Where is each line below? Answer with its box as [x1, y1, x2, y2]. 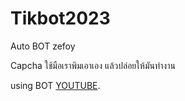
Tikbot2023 [10, 7, 111, 30]
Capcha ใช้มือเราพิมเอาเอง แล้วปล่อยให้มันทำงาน [10, 59, 176, 71]
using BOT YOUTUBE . [10, 79, 101, 91]
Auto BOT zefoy [10, 40, 76, 52]
